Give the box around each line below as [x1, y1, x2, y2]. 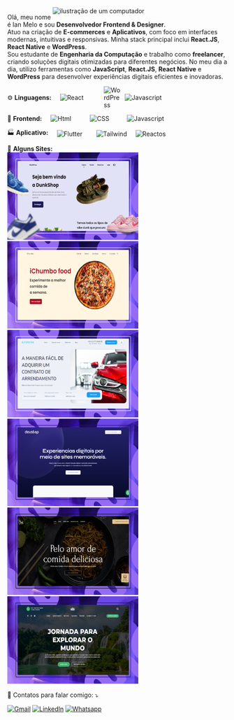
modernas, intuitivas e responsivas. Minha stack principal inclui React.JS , [7, 35, 220, 43]
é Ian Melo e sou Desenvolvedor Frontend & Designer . [7, 20, 166, 29]
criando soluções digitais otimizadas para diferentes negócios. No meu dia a [7, 57, 228, 66]
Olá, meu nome [7, 13, 51, 21]
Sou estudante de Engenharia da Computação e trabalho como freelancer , [7, 50, 226, 58]
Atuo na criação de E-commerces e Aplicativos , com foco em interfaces [7, 28, 218, 36]
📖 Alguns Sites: [7, 145, 53, 153]
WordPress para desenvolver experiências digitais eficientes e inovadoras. [7, 73, 224, 80]
